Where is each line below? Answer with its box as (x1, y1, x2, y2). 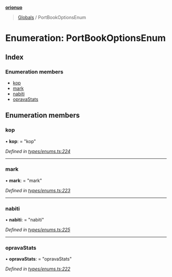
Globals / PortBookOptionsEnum (17, 14, 86, 20)
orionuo (5, 5, 23, 10)
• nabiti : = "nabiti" (5, 217, 45, 223)
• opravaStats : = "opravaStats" (5, 256, 72, 262)
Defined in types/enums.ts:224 (5, 148, 71, 154)
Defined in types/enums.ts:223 (5, 187, 71, 193)
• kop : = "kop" (5, 138, 36, 144)
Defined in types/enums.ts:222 (5, 266, 71, 272)
